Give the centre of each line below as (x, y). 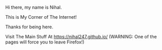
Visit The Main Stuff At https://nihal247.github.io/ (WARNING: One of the (81, 37)
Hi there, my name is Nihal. (34, 7)
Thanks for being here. (29, 27)
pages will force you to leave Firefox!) (45, 42)
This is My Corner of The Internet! (41, 17)
